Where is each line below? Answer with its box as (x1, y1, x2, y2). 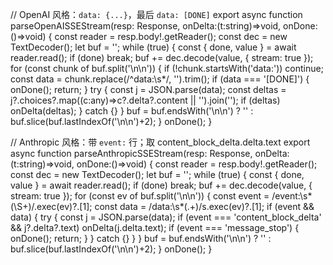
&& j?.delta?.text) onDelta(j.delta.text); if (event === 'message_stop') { (10, 222, 300, 233)
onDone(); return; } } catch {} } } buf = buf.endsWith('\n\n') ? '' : (10, 233, 272, 244)
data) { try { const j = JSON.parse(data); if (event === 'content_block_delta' (10, 211, 322, 223)
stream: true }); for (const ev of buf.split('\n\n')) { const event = (10, 190, 270, 202)
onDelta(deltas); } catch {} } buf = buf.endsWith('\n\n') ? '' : (10, 105, 254, 117)
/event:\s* (271, 190, 313, 202)
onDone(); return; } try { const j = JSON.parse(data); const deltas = (10, 84, 287, 95)
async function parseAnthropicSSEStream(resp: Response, (10, 148, 253, 159)
